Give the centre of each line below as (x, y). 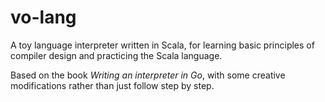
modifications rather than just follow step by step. (112, 85)
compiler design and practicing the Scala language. (116, 55)
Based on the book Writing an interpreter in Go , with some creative (148, 75)
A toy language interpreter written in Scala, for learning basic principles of (162, 45)
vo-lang (43, 17)
